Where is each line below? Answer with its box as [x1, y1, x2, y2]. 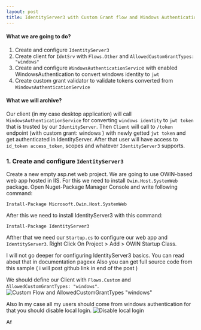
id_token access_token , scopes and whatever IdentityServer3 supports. [6, 142, 185, 149]
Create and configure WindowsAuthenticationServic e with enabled [14, 64, 178, 71]
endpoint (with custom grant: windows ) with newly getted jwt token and [6, 129, 186, 137]
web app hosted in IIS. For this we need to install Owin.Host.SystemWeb [6, 177, 178, 184]
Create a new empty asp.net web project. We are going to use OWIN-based [6, 171, 193, 178]
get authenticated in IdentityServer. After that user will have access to [6, 135, 178, 143]
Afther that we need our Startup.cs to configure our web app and [6, 234, 168, 241]
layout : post [6, 8, 39, 15]
